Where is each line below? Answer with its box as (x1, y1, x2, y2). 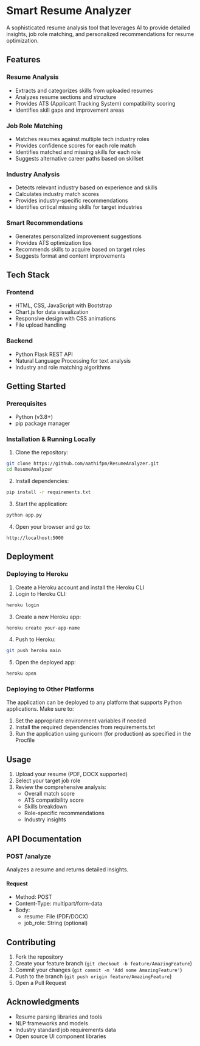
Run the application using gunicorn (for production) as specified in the (15, 730, 191, 738)
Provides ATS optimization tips (15, 239, 92, 246)
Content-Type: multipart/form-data (15, 900, 103, 907)
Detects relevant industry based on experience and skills (15, 184, 158, 191)
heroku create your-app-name (6, 625, 80, 631)
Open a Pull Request (15, 979, 67, 986)
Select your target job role (15, 777, 81, 785)
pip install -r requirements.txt (6, 489, 91, 495)
